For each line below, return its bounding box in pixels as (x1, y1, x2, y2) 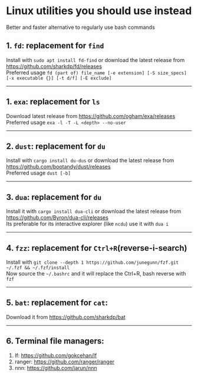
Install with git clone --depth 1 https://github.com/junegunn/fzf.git (6, 258, 179, 265)
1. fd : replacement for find (6, 41, 104, 51)
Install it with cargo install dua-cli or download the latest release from (6, 208, 181, 215)
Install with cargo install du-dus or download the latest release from (6, 157, 174, 164)
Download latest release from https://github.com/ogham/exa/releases (6, 112, 176, 119)
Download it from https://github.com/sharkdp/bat (6, 313, 126, 320)
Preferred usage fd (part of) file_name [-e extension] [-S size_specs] (6, 69, 187, 76)
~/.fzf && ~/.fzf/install (6, 265, 70, 271)
